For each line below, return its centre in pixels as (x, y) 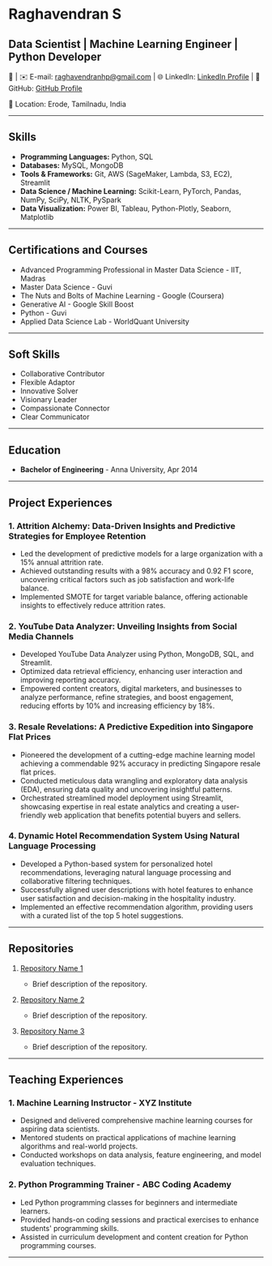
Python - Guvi (43, 312)
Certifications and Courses (78, 250)
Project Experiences (60, 502)
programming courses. (58, 1245)
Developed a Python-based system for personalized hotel (116, 864)
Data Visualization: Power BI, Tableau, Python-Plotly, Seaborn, (125, 208)
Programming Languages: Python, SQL (87, 157)
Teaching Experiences (66, 1080)
